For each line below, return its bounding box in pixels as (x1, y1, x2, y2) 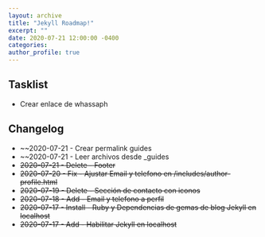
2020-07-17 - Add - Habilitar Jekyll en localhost (19, 220, 177, 229)
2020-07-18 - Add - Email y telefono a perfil (19, 194, 165, 204)
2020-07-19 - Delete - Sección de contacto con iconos (19, 185, 201, 195)
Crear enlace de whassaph (19, 99, 108, 108)
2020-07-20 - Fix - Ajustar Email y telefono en (19, 169, 173, 178)
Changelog (8, 122, 64, 136)
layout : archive (8, 11, 62, 20)
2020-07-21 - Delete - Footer (19, 160, 116, 169)
